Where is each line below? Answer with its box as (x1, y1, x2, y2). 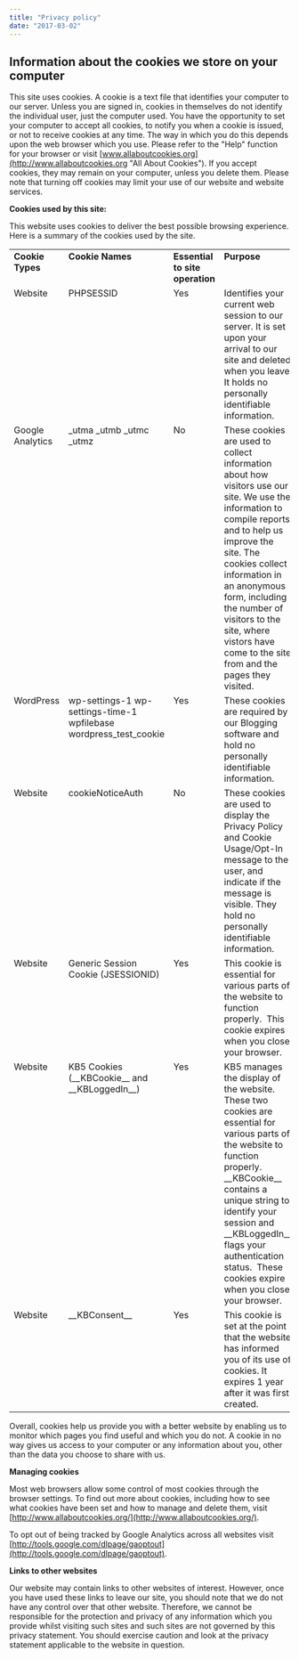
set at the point (223, 1320, 287, 1332)
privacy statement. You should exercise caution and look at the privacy (9, 1631, 270, 1641)
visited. (223, 680, 255, 693)
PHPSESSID (68, 287, 118, 299)
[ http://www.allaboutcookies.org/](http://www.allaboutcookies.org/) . (9, 1512, 260, 1523)
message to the (223, 854, 289, 866)
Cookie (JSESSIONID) (68, 968, 160, 980)
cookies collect (223, 557, 287, 570)
